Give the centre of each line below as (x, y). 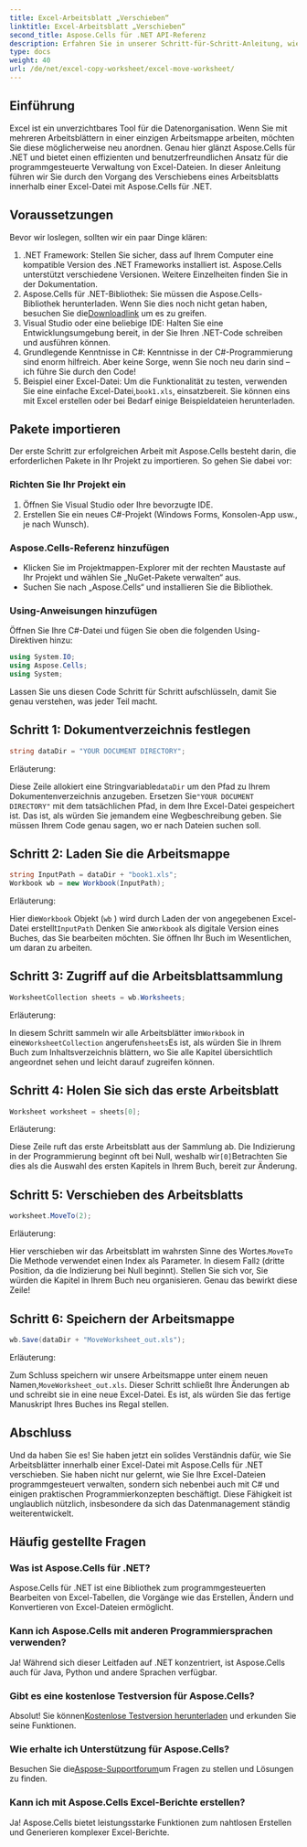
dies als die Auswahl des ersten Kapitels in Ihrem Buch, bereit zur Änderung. (153, 1166)
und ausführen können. (67, 342)
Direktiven (29, 640)
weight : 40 (30, 60)
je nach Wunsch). (56, 524)
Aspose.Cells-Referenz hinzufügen (90, 548)
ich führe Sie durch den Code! (79, 371)
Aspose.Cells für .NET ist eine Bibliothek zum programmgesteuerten (138, 1588)
